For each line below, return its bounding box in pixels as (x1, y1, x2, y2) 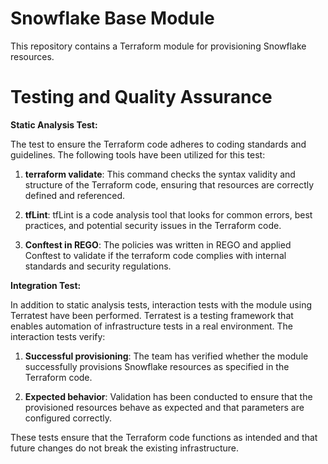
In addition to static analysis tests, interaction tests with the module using (10, 298, 313, 311)
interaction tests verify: (10, 330, 106, 342)
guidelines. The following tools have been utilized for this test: (10, 148, 266, 161)
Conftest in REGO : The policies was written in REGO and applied (24, 238, 292, 251)
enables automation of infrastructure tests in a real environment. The (10, 320, 294, 332)
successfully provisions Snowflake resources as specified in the (24, 360, 290, 372)
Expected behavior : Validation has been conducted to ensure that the (24, 390, 313, 402)
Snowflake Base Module (10, 7, 215, 30)
